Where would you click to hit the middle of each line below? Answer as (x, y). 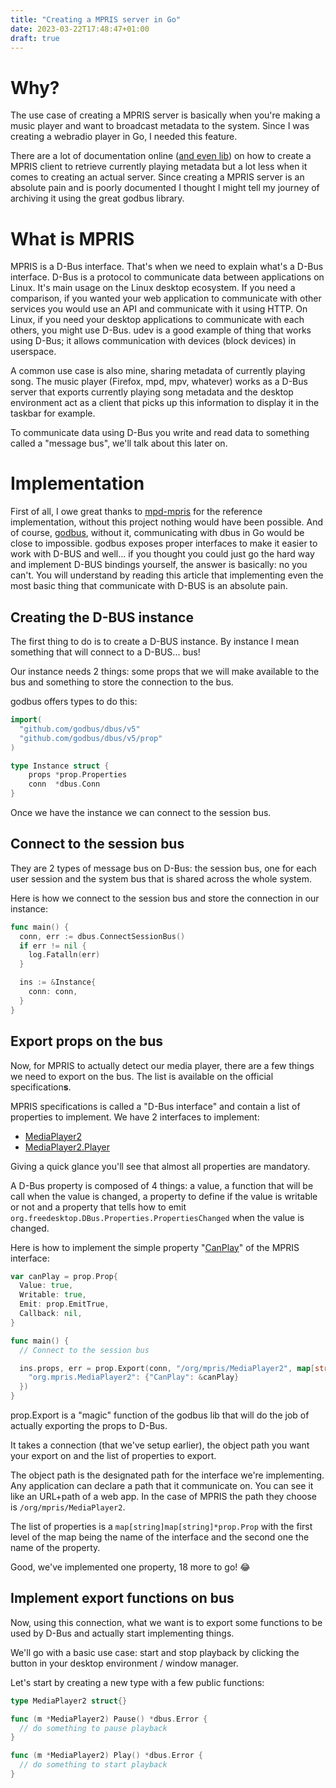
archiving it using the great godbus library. (97, 198)
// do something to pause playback (93, 1728)
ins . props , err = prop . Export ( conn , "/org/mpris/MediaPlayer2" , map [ (167, 1368)
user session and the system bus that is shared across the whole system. (161, 878)
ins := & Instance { (58, 982)
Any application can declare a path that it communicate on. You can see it (162, 1485)
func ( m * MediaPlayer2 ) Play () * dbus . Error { (106, 1756)
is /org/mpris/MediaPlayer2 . (68, 1507)
